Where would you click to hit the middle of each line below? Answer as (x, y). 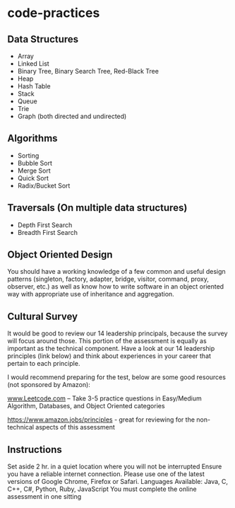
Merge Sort (34, 171)
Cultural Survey (43, 316)
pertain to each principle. (44, 364)
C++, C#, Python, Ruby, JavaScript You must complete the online (102, 489)
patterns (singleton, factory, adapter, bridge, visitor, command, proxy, (108, 279)
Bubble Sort (35, 163)
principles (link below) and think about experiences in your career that (109, 356)
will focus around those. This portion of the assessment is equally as (107, 341)
